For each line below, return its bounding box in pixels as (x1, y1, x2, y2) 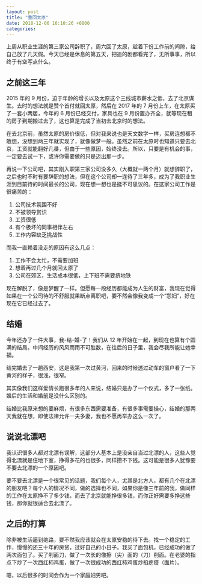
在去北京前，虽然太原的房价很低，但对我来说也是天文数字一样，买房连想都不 (6, 130, 196, 138)
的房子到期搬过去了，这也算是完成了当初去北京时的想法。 (6, 117, 148, 124)
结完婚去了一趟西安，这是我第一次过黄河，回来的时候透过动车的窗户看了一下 (6, 364, 196, 371)
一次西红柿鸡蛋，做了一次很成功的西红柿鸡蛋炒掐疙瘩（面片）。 (26, 559, 183, 566)
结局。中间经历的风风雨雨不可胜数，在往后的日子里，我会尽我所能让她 (16, 343, 191, 351)
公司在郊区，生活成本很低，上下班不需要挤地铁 (14, 272, 131, 279)
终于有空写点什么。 (6, 58, 54, 65)
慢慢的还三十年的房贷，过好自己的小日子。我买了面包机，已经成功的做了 (16, 544, 196, 551)
